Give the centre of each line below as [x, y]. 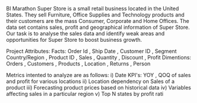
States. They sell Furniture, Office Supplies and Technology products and [95, 15]
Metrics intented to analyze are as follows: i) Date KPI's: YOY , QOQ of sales [98, 75]
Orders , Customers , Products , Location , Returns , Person [78, 64]
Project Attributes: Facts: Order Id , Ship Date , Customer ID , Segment [91, 51]
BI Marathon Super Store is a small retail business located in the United [93, 9]
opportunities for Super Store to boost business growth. [74, 40]
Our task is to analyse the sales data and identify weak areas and [85, 34]
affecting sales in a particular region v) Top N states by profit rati [85, 94]
